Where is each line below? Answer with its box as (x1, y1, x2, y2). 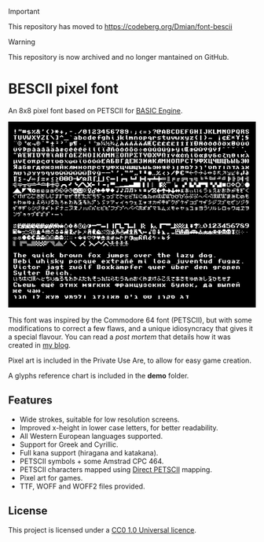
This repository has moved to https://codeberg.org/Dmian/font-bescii (8, 22, 233, 31)
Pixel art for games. (19, 473, 83, 482)
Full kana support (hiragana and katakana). (19, 448, 159, 457)
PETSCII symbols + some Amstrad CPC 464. (19, 456, 164, 466)
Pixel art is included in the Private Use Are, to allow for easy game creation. (8, 356, 251, 365)
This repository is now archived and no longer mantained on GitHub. (8, 53, 229, 61)
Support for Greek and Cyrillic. (19, 440, 119, 449)
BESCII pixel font (8, 80, 119, 98)
